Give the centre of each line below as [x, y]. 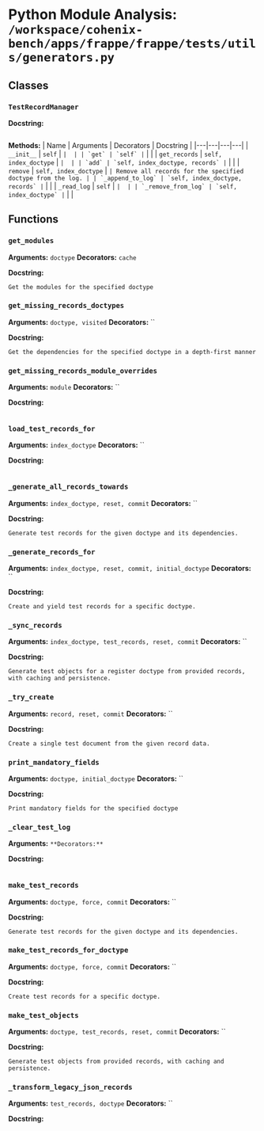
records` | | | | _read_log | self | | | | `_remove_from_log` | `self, [123, 186]
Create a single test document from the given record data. [109, 743]
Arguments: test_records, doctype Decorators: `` [91, 1103]
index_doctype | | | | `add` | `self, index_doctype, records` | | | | [124, 162]
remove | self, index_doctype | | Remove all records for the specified [126, 170]
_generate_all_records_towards [68, 487]
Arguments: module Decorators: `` [64, 387]
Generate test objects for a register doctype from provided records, [127, 672]
